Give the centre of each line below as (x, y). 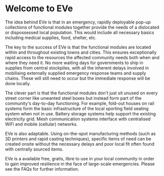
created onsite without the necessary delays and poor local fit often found (80, 144)
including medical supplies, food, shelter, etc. (51, 38)
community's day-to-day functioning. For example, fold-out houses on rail (80, 103)
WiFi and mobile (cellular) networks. (41, 124)
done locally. (18, 83)
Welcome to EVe (39, 9)
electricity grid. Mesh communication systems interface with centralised (78, 119)
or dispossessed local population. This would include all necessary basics (80, 32)
